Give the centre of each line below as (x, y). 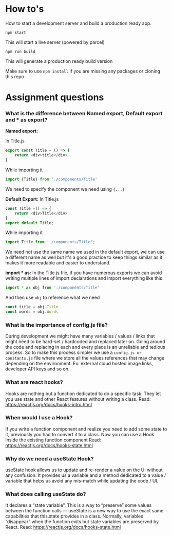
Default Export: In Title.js (32, 199)
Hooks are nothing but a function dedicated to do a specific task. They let (83, 394)
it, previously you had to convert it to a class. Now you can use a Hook (80, 434)
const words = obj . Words (32, 312)
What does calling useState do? (46, 494)
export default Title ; (30, 223)
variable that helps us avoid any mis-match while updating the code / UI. (82, 481)
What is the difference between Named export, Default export (84, 114)
